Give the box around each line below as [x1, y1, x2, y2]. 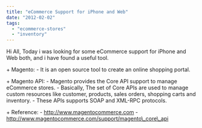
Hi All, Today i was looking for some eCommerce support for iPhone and [6, 48, 186, 55]
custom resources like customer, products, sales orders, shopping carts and [6, 91, 196, 98]
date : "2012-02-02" [6, 14, 56, 21]
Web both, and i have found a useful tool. [6, 54, 109, 62]
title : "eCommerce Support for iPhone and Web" [6, 8, 129, 15]
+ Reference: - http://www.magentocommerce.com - [6, 109, 138, 116]
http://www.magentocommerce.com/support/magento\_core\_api [6, 115, 169, 123]
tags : [6, 20, 20, 26]
